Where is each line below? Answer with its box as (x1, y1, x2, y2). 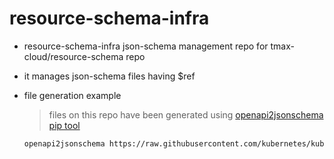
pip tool (48, 119, 81, 131)
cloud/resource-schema (23, 50, 124, 62)
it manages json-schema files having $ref (23, 70, 196, 82)
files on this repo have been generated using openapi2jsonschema (48, 108, 324, 121)
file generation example (23, 89, 122, 101)
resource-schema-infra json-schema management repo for (23, 40, 269, 52)
